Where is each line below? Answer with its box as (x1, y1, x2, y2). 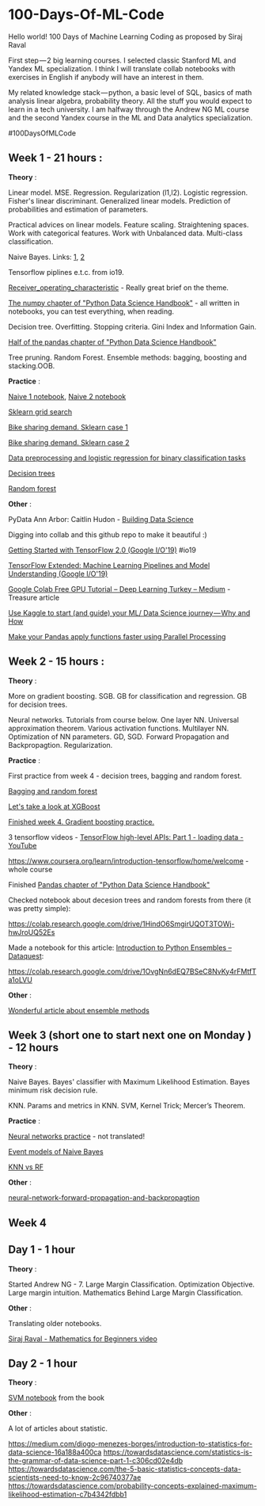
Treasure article (8, 593, 60, 602)
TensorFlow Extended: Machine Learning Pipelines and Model (8, 560, 210, 570)
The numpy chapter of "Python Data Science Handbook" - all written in (8, 298, 240, 307)
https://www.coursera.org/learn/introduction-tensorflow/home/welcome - (8, 856, 249, 865)
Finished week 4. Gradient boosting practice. (8, 817, 155, 826)
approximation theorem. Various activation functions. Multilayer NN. (8, 723, 229, 733)
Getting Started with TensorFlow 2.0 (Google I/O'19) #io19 (8, 545, 196, 555)
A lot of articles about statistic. (8, 1424, 108, 1433)
